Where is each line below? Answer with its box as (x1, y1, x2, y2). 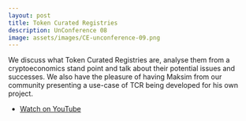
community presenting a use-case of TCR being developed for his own (8, 81, 239, 90)
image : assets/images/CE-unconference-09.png (8, 33, 160, 42)
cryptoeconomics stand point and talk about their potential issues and (8, 64, 235, 74)
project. (8, 89, 34, 99)
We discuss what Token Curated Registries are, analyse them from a (8, 55, 230, 65)
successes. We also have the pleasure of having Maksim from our (8, 72, 222, 81)
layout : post (8, 11, 51, 20)
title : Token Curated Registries (8, 19, 118, 27)
